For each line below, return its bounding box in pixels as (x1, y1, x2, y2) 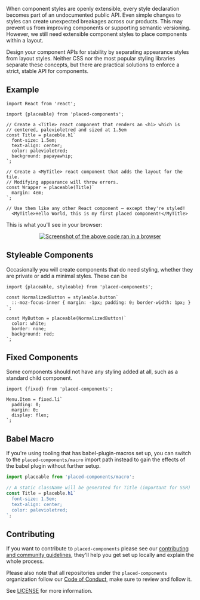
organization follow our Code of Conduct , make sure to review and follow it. (6, 575, 192, 583)
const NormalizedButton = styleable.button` (6, 294, 119, 300)
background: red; (11, 331, 55, 337)
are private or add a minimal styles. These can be (6, 272, 128, 279)
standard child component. (6, 374, 73, 382)
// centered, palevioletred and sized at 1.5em (6, 127, 127, 133)
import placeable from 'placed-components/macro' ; (6, 474, 135, 480)
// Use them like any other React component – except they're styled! (6, 205, 186, 211)
